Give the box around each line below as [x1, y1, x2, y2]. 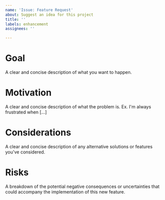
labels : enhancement [5, 21, 49, 27]
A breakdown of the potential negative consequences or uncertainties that [5, 183, 160, 189]
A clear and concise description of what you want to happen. [5, 69, 132, 75]
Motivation [5, 87, 52, 99]
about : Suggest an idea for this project [5, 12, 94, 17]
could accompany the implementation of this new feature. [5, 188, 125, 195]
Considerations [5, 127, 72, 138]
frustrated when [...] [5, 109, 47, 115]
